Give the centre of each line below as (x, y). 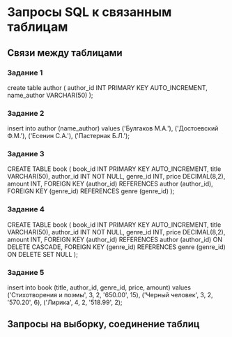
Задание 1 (25, 73)
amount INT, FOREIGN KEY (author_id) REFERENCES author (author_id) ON (115, 239)
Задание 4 (26, 209)
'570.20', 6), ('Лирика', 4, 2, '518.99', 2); (65, 302)
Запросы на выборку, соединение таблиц (103, 324)
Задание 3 (26, 154)
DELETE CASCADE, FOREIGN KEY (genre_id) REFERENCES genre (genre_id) (117, 247)
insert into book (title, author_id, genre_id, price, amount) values (99, 287)
